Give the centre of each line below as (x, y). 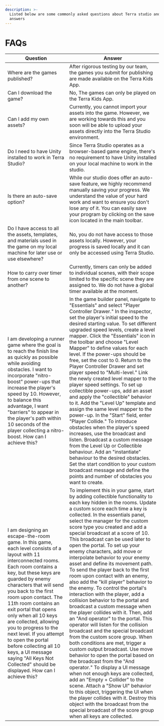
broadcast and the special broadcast (111, 631)
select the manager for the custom (109, 521)
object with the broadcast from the (109, 704)
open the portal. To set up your (104, 545)
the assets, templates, (32, 235)
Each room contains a (32, 567)
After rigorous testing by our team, (109, 66)
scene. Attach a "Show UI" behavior (110, 686)
